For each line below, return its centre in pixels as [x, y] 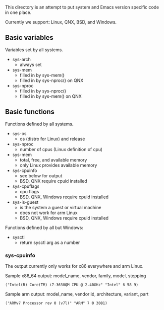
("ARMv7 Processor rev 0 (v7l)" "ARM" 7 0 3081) [56, 303]
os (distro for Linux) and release [52, 139]
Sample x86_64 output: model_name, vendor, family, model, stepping [76, 276]
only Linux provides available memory [58, 165]
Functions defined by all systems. [39, 124]
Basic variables [29, 38]
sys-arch [22, 59]
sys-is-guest [25, 202]
